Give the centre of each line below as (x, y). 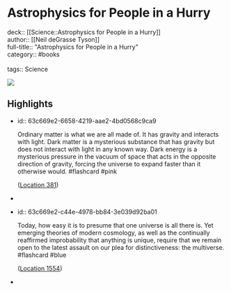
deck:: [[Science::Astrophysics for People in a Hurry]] (84, 32)
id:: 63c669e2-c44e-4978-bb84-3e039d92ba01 (87, 212)
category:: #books (34, 54)
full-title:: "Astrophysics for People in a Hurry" (73, 47)
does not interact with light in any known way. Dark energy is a (107, 149)
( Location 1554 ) (40, 268)
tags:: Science (28, 69)
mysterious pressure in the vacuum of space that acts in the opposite (117, 156)
